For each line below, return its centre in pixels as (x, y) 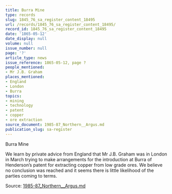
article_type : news (26, 58)
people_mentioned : (25, 67)
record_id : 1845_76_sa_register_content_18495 (56, 29)
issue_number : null (26, 48)
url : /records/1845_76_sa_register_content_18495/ (61, 24)
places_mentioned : (25, 77)
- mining (15, 101)
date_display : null (26, 39)
